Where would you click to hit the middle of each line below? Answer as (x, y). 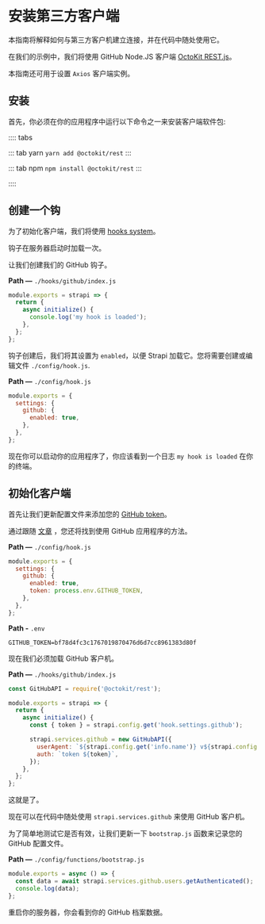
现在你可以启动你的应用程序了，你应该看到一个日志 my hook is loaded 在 (127, 456)
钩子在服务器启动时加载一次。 (57, 247)
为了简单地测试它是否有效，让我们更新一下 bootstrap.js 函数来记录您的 (125, 834)
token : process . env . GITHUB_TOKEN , (86, 591)
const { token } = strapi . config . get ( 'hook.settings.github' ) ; (136, 725)
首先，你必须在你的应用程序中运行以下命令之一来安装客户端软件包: (117, 121)
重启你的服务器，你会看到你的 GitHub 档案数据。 (88, 912)
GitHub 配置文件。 (38, 843)
